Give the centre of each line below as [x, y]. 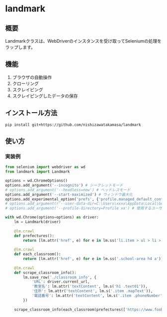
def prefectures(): [34, 236]
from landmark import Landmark [38, 172]
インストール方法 [31, 113]
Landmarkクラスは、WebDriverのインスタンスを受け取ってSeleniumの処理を [83, 41]
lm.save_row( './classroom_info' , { [60, 277]
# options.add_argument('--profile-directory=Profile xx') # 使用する [78, 208]
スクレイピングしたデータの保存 [45, 96]
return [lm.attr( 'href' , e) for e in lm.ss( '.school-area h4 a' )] [93, 259]
